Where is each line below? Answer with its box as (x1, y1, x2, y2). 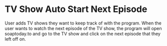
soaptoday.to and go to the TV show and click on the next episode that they (4, 30, 161, 36)
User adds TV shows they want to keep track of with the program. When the (4, 20, 162, 26)
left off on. (4, 36, 26, 42)
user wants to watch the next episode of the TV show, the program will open (4, 25, 162, 31)
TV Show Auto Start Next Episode (4, 3, 147, 15)
